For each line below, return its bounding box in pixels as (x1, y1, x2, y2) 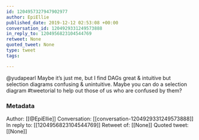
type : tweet (6, 47, 36, 53)
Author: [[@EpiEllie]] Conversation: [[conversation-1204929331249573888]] (6, 115, 194, 122)
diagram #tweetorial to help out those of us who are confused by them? (6, 87, 182, 94)
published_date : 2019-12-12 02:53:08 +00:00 (6, 20, 119, 26)
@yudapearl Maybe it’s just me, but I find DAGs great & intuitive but (6, 74, 171, 81)
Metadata (6, 101, 35, 110)
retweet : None (6, 36, 42, 42)
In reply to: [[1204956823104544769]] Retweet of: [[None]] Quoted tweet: (6, 121, 189, 128)
